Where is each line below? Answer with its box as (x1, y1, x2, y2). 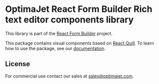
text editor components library (5, 14, 134, 25)
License (5, 60, 30, 68)
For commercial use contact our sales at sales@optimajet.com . (5, 73, 134, 79)
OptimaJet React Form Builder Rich (5, 3, 153, 15)
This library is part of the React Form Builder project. (5, 30, 113, 36)
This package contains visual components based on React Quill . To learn (5, 40, 154, 46)
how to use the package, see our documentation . (5, 45, 106, 51)
